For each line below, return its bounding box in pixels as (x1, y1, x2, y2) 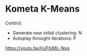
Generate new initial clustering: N (12, 30, 82, 36)
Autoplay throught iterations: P (12, 35, 77, 41)
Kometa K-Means (5, 3, 80, 15)
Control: (5, 20, 22, 26)
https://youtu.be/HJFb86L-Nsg (5, 45, 70, 51)
